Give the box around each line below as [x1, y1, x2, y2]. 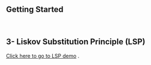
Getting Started [6, 5, 64, 15]
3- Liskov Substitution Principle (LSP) [6, 37, 146, 47]
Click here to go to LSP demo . [6, 52, 80, 59]
